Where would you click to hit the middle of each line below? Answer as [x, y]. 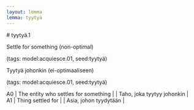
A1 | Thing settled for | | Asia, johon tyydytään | [65, 100]
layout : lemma [24, 12]
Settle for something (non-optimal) [50, 47]
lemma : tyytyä [24, 18]
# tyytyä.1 [18, 35]
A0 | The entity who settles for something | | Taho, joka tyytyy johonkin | [97, 94]
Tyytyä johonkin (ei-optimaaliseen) [50, 70]
